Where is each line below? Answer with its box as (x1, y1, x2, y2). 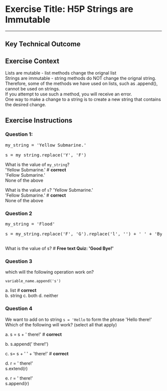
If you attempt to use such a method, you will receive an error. (5, 91, 132, 97)
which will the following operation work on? (5, 269, 94, 275)
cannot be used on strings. (5, 86, 61, 92)
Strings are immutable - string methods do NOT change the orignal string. (5, 76, 157, 81)
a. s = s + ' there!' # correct (5, 331, 62, 337)
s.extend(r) (5, 365, 28, 371)
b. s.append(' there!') (5, 341, 49, 347)
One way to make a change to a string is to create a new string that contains (5, 96, 162, 102)
